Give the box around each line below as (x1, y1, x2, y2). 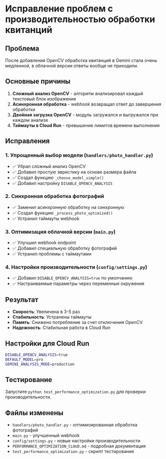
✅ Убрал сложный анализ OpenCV (12, 163, 86, 169)
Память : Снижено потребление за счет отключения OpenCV (12, 319, 143, 325)
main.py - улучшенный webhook (12, 432, 80, 438)
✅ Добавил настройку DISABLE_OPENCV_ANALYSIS (12, 180, 113, 186)
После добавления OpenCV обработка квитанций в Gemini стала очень (5, 57, 158, 63)
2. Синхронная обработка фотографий (5, 193, 105, 200)
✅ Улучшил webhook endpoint (12, 239, 76, 245)
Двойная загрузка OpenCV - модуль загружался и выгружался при (12, 111, 159, 117)
